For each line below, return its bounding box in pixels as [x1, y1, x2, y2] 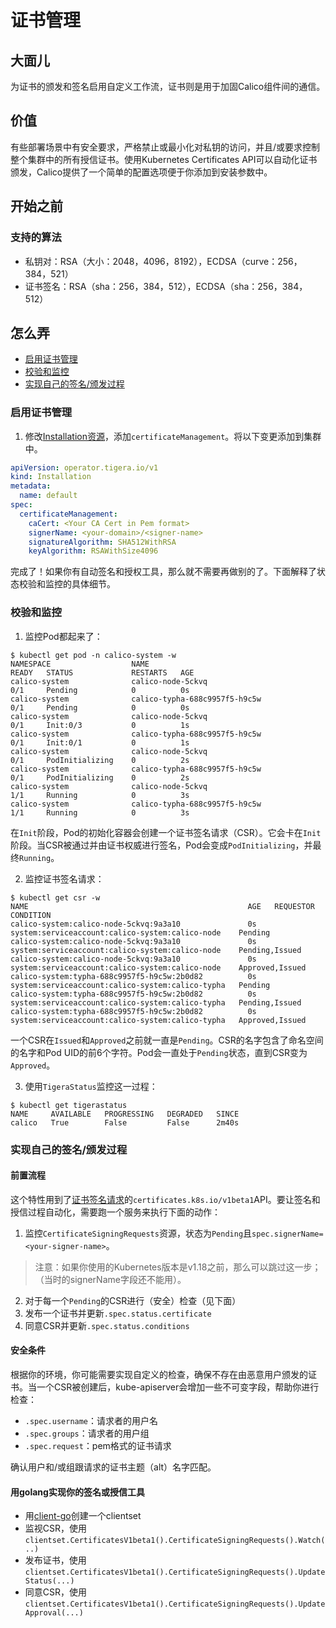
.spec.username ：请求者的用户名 [24, 1414, 159, 1426]
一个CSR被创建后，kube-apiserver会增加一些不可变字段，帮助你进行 [36, 1381, 320, 1393]
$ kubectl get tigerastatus [10, 1100, 128, 1110]
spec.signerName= [251, 1229, 324, 1239]
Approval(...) [24, 1608, 84, 1618]
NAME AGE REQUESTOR [10, 901, 315, 911]
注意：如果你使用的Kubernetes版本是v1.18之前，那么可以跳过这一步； [34, 1261, 322, 1273]
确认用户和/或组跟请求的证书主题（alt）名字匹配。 [10, 1461, 217, 1473]
